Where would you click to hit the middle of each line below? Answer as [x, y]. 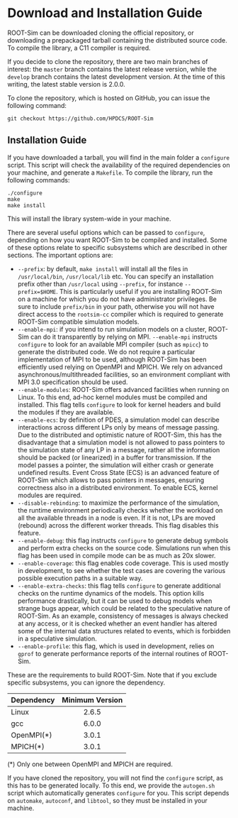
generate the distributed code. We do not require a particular [106, 351]
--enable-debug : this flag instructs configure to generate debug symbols [123, 540]
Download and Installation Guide [105, 13]
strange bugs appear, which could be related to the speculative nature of [124, 608]
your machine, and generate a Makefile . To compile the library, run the [110, 173]
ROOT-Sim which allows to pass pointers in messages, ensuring [111, 480]
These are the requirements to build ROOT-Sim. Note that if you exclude [112, 675]
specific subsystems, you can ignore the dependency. [86, 682]
